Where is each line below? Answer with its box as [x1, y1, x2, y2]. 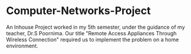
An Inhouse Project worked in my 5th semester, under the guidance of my [6, 23, 185, 31]
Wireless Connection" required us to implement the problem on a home [6, 36, 179, 43]
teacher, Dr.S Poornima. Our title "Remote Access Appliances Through [6, 29, 177, 36]
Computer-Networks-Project [6, 4, 151, 18]
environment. [6, 42, 38, 49]
